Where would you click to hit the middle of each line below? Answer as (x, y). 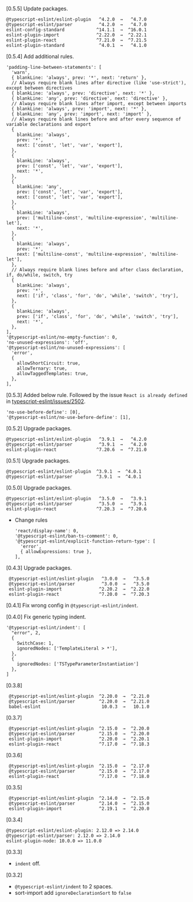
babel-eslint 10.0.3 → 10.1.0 (79, 707)
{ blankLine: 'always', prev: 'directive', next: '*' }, (83, 93)
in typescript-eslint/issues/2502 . (46, 401)
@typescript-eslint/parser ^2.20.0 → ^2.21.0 (79, 701)
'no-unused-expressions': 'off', (47, 342)
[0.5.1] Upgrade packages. (38, 460)
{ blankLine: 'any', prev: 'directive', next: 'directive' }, (90, 99)
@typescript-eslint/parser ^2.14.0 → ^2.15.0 (79, 803)
